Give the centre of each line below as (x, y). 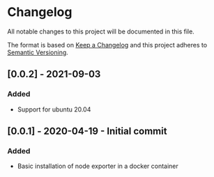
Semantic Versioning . (38, 52)
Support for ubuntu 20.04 (54, 109)
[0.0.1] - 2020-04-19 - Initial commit (87, 131)
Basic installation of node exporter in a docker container (98, 166)
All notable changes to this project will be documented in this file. (101, 31)
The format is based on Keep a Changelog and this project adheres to (107, 45)
